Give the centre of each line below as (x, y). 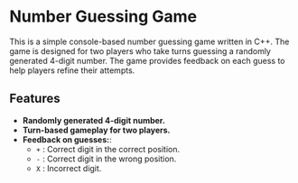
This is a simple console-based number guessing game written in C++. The (149, 41)
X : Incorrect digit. (69, 168)
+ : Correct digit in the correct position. (108, 149)
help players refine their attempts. (72, 70)
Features (35, 99)
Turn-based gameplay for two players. (96, 130)
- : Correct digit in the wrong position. (106, 159)
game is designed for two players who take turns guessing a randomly (140, 50)
